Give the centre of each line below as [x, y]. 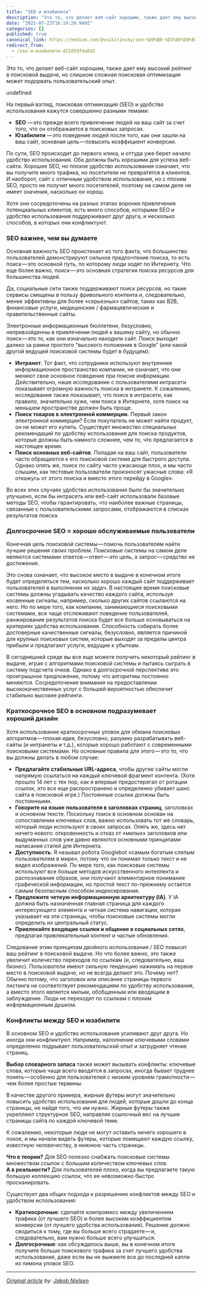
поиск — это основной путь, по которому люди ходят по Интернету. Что [99, 264]
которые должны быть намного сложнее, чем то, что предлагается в [104, 440]
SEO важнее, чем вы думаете [52, 238]
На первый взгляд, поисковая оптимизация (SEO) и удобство [85, 104]
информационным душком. [41, 1005]
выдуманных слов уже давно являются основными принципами [98, 839]
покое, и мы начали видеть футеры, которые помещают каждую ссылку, [100, 1138]
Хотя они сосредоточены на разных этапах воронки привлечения [91, 203]
